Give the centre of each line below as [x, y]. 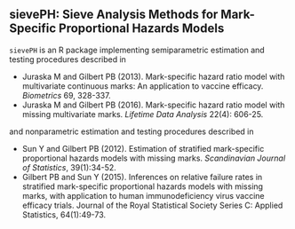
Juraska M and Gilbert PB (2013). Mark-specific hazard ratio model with [153, 76]
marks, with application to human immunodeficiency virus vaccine [143, 195]
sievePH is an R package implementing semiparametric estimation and [137, 50]
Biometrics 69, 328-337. [66, 95]
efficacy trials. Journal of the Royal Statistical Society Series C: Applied [152, 205]
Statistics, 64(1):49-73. [64, 214]
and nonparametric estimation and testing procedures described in [132, 131]
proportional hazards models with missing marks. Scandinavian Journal [154, 158]
